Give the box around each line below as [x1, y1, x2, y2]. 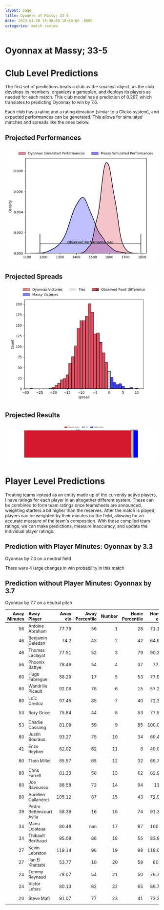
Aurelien [28, 791, 45, 797]
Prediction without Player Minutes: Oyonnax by [5, 579, 152, 587]
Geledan [28, 640, 45, 646]
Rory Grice [28, 710, 50, 716]
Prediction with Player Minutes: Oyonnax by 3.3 [5, 542, 153, 551]
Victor [28, 881, 41, 887]
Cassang [28, 725, 46, 731]
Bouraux [28, 736, 45, 742]
